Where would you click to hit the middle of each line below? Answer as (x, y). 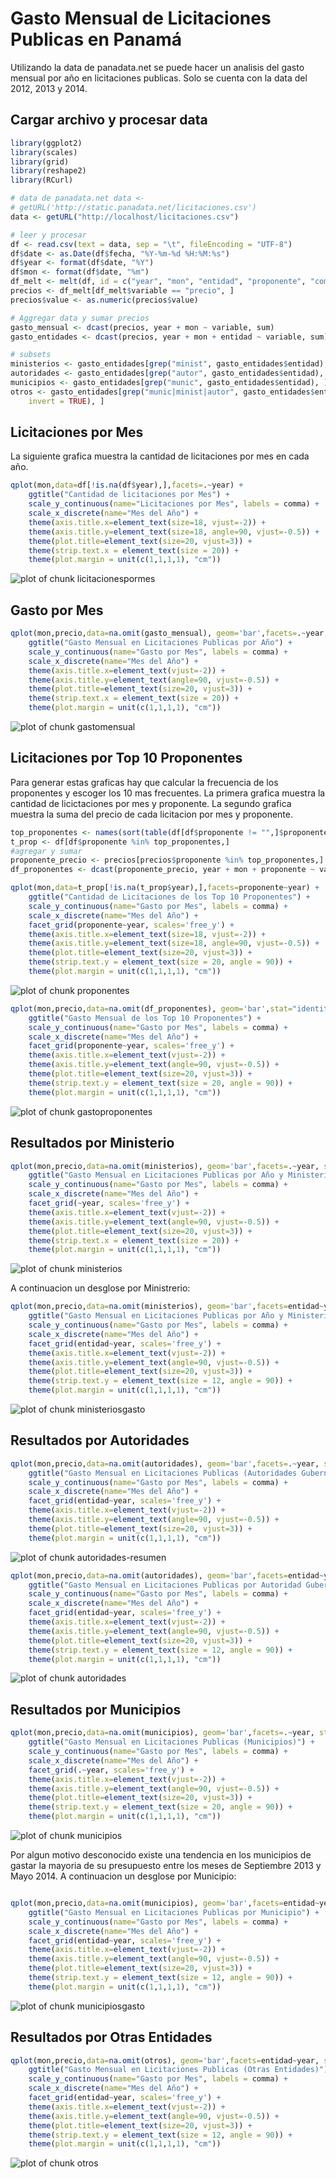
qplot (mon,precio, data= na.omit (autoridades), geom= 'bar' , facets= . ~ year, (165, 1463)
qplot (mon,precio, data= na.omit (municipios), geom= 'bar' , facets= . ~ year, (162, 1733)
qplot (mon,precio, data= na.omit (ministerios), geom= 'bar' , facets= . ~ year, (165, 1166)
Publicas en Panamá (96, 39)
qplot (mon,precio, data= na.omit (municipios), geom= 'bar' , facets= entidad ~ (165, 1903)
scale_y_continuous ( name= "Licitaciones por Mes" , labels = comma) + (174, 504)
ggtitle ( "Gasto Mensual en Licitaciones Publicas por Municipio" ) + (174, 1912)
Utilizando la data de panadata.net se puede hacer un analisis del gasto (157, 67)
